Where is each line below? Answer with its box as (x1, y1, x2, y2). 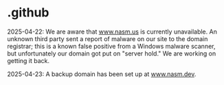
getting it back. (7, 56, 50, 64)
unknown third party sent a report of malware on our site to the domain (7, 34, 208, 42)
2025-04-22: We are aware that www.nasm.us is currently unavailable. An (7, 27, 218, 36)
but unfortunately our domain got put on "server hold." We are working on (7, 49, 216, 58)
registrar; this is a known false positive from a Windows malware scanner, (7, 42, 216, 50)
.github (7, 5, 49, 21)
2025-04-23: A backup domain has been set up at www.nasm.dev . (7, 70, 197, 78)
